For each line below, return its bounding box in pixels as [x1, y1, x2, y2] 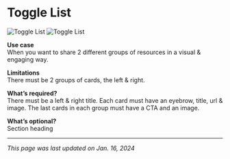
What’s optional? [7, 117, 57, 125]
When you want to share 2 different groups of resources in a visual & [7, 48, 201, 56]
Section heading [7, 124, 53, 132]
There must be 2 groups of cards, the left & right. [7, 75, 145, 84]
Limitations [7, 69, 40, 77]
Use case [7, 40, 34, 49]
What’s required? [7, 89, 57, 97]
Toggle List [7, 5, 72, 21]
